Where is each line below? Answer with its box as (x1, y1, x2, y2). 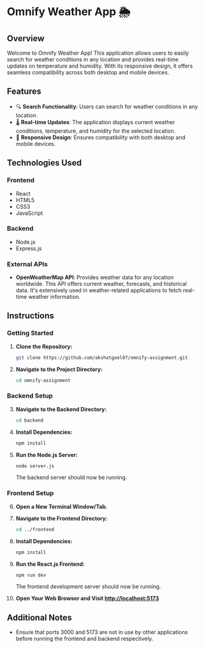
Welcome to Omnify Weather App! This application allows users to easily (7, 49, 189, 57)
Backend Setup (7, 392, 54, 400)
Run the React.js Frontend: (15, 560, 85, 568)
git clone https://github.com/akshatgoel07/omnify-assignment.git (15, 354, 188, 361)
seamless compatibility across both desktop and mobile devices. (7, 69, 169, 76)
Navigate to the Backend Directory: (15, 405, 107, 413)
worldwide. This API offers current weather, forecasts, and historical (15, 280, 188, 288)
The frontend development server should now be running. (15, 583, 161, 590)
